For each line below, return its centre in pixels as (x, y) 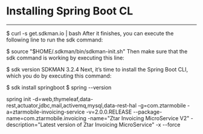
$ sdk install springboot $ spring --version (59, 87)
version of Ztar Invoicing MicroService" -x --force (119, 124)
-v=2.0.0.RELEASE (109, 112)
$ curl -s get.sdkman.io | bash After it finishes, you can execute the (90, 33)
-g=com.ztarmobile (162, 105)
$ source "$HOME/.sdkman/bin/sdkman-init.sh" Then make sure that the (97, 51)
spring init (19, 99)
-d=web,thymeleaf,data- (63, 99)
